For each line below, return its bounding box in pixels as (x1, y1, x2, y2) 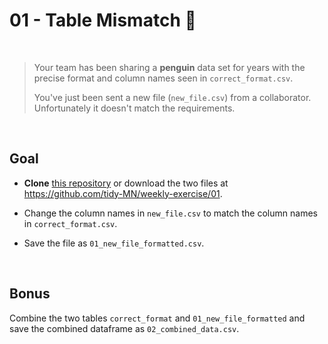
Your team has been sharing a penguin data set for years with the (33, 61, 306, 73)
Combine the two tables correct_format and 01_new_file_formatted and (9, 312, 306, 324)
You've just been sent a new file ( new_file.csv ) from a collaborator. (33, 91, 312, 103)
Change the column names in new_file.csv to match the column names (23, 207, 318, 219)
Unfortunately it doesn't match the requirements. (33, 102, 236, 114)
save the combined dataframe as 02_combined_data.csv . (9, 322, 240, 334)
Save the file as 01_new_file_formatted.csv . (23, 237, 205, 249)
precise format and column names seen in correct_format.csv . (33, 72, 294, 84)
